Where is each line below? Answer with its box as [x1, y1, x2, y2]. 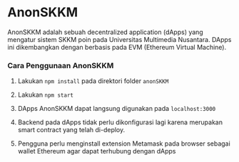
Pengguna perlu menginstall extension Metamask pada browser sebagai [17, 139, 230, 148]
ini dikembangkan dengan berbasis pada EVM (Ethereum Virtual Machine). [7, 43, 227, 51]
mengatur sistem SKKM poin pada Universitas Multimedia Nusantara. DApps [7, 35, 232, 43]
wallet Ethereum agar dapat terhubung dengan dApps [17, 147, 176, 156]
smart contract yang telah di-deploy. [17, 126, 126, 134]
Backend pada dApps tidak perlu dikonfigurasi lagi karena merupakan [17, 118, 223, 126]
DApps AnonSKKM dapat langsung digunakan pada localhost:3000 [17, 104, 216, 113]
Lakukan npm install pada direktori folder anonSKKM [17, 77, 169, 85]
